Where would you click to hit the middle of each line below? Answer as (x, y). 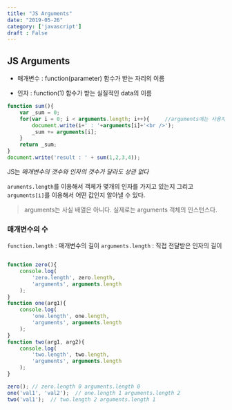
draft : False (28, 33)
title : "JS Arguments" (40, 13)
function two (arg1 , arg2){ (46, 342)
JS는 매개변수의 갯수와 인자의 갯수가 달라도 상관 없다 (78, 171)
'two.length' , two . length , (71, 355)
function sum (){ (30, 106)
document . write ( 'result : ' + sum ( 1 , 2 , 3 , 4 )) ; (74, 158)
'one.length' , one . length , (71, 316)
